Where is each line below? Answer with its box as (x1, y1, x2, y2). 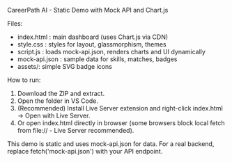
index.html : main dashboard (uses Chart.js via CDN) (17, 33, 169, 41)
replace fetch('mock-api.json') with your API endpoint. (7, 147, 163, 155)
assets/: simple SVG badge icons (17, 63, 113, 70)
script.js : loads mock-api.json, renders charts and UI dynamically (17, 48, 206, 56)
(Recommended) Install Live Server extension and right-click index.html (17, 104, 223, 112)
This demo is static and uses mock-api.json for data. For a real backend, (7, 140, 215, 148)
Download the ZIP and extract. (17, 90, 105, 97)
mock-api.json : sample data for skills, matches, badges (17, 55, 178, 63)
